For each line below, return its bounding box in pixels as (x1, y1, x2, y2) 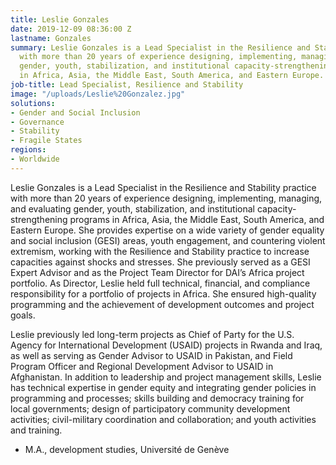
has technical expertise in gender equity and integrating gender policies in (10, 381, 317, 393)
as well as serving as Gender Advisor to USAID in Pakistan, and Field (10, 349, 293, 361)
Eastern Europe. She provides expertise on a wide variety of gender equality (10, 224, 325, 236)
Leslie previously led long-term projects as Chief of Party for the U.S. (10, 328, 295, 340)
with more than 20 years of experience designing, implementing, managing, (10, 192, 323, 204)
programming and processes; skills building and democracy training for (10, 392, 305, 404)
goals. (10, 309, 36, 321)
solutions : (10, 98, 56, 108)
